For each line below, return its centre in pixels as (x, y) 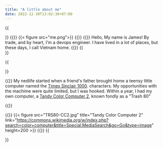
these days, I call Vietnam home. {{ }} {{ (44, 47)
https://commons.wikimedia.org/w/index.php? (63, 120)
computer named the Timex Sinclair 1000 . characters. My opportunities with (81, 86)
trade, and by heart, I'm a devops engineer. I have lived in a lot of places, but (81, 42)
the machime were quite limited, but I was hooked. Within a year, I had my (79, 91)
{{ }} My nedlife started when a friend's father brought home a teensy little (79, 81)
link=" (11, 120)
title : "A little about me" (33, 9)
